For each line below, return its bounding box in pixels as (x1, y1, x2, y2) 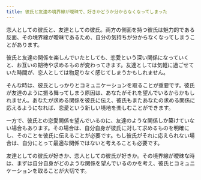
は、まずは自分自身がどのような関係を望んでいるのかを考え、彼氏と (6, 160, 175, 167)
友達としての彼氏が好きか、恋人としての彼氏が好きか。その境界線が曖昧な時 (6, 152, 195, 159)
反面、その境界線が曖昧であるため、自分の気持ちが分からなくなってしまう (6, 34, 190, 41)
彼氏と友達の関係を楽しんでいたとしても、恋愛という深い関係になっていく (6, 53, 190, 61)
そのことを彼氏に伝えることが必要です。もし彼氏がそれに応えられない (16, 131, 190, 139)
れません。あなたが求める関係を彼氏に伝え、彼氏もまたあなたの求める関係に (6, 97, 196, 104)
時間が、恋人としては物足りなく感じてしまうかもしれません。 (16, 68, 169, 76)
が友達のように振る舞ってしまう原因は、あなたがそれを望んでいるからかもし (6, 89, 195, 96)
